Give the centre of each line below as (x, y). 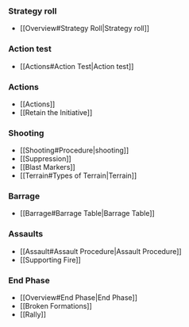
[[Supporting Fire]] (50, 260)
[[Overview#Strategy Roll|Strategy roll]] (84, 29)
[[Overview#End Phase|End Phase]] (78, 298)
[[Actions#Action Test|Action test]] (77, 66)
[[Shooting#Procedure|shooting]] (74, 150)
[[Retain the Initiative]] (56, 112)
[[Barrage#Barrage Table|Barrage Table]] (87, 214)
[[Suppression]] (45, 159)
